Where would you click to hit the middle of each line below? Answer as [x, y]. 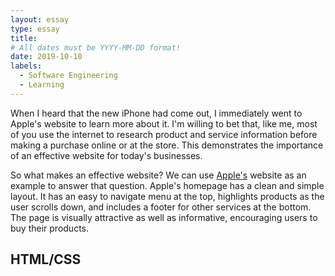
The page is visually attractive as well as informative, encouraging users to [164, 217]
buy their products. [49, 228]
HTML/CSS [46, 259]
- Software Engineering [68, 76]
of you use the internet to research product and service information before [164, 134]
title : [24, 38]
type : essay [35, 29]
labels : [26, 66]
